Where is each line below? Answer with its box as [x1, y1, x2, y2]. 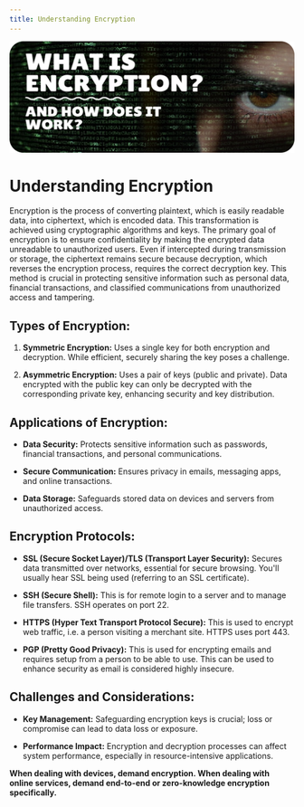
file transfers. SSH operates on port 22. [22, 599, 169, 610]
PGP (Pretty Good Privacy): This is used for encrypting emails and [22, 643, 271, 655]
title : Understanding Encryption [9, 14, 136, 24]
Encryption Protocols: [9, 529, 136, 545]
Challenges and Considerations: [9, 689, 195, 705]
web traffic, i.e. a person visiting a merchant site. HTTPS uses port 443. [22, 626, 290, 637]
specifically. [9, 787, 57, 798]
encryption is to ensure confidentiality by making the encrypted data [9, 234, 265, 245]
